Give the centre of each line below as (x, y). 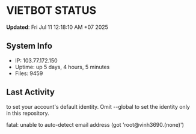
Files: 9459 (29, 73)
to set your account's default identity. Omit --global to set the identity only (98, 106)
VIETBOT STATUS (51, 11)
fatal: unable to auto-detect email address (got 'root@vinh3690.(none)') (95, 124)
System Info (29, 46)
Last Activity (31, 92)
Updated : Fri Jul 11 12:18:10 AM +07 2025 (57, 27)
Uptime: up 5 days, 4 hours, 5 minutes (62, 67)
